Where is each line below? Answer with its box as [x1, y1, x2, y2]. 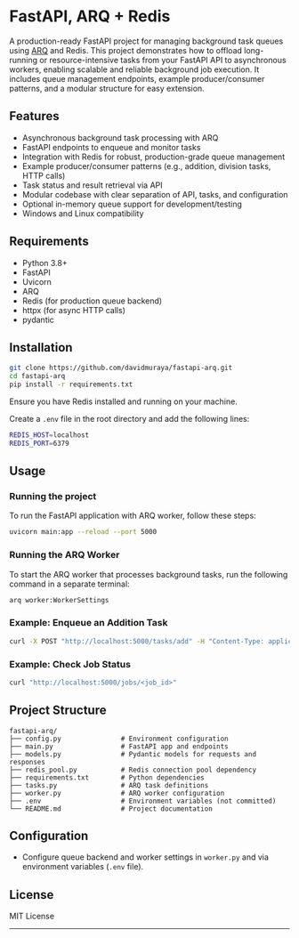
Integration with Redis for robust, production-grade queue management [21, 151, 286, 162]
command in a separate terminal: [9, 578, 131, 589]
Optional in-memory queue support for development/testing [21, 198, 243, 209]
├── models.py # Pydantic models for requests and [9, 749, 256, 758]
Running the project [9, 490, 97, 503]
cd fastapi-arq [9, 372, 66, 381]
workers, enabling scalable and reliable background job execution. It [9, 64, 260, 75]
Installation [9, 340, 73, 355]
